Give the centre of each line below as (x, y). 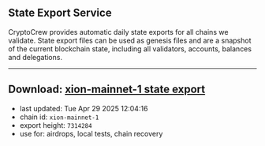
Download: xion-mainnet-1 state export (107, 90)
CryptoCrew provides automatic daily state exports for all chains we (118, 32)
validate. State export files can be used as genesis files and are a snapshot (130, 40)
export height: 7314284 (56, 125)
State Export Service (60, 13)
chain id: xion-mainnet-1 (59, 117)
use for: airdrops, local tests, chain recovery (91, 133)
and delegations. (35, 57)
